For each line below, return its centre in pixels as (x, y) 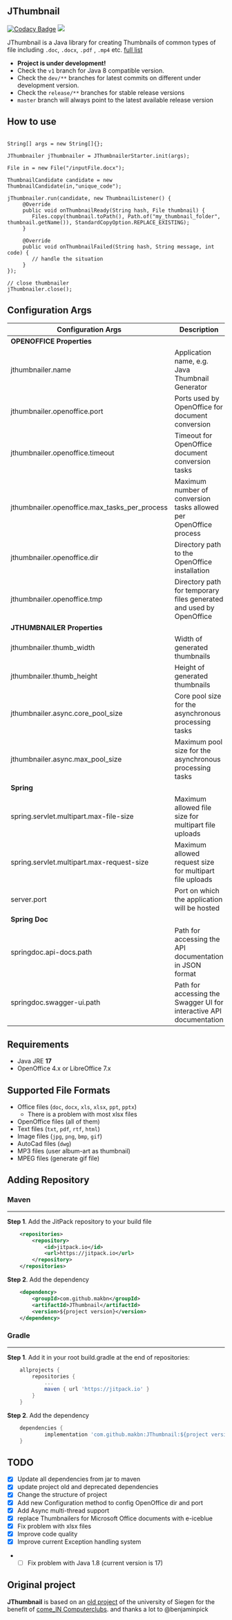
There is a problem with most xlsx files (82, 1115)
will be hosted (197, 908)
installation (192, 570)
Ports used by (197, 399)
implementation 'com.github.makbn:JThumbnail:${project (126, 1434)
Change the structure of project (62, 1495)
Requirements (38, 1044)
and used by (194, 608)
